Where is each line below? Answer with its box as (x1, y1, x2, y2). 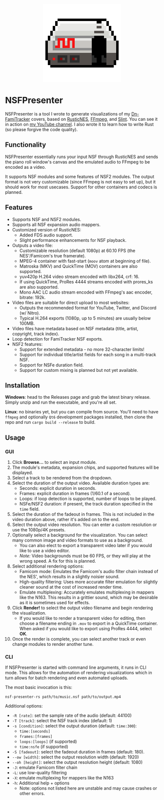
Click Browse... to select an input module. (12, 459, 97, 465)
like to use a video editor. (19, 548, 70, 554)
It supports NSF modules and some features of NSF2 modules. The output (5, 173, 155, 180)
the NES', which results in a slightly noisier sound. (19, 574, 120, 580)
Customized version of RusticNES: (12, 227, 82, 232)
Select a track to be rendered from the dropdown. (12, 475, 112, 481)
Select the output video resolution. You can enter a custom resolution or (12, 522, 157, 527)
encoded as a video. (5, 164, 46, 170)
